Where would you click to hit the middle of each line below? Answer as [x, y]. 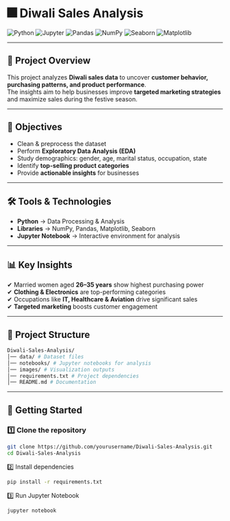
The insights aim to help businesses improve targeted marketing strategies [114, 92]
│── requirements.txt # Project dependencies [73, 376]
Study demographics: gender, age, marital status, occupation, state [112, 158]
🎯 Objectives [35, 127]
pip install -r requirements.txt [55, 482]
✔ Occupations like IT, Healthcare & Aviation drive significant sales [102, 300]
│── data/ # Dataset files [46, 356]
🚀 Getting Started [45, 410]
